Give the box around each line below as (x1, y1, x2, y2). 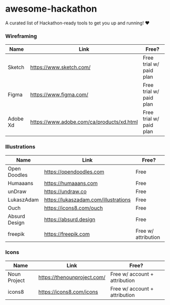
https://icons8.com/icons (38, 288, 98, 295)
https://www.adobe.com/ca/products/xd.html (30, 118, 138, 126)
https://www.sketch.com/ (30, 64, 91, 71)
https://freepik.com (44, 230, 90, 237)
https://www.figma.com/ (30, 91, 89, 98)
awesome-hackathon (5, 3, 97, 15)
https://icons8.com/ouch (44, 204, 103, 211)
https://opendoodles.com (44, 168, 105, 175)
